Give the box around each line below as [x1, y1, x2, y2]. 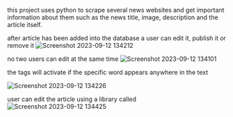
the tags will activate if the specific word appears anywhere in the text [7, 69, 209, 76]
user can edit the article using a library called [7, 95, 137, 103]
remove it [7, 42, 35, 49]
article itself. [7, 21, 43, 28]
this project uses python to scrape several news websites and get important [7, 6, 225, 14]
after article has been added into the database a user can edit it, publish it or [7, 34, 226, 42]
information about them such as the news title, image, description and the [7, 13, 218, 21]
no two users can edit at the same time [7, 55, 119, 63]
